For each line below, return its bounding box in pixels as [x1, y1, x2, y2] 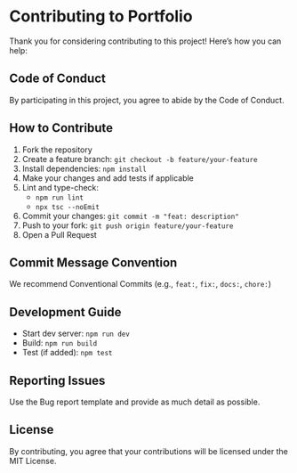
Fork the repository [21, 144, 93, 155]
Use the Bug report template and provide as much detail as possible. [9, 396, 261, 407]
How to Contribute [9, 120, 114, 135]
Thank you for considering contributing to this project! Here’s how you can [9, 36, 282, 46]
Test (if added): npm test [21, 347, 113, 358]
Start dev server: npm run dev [21, 328, 131, 339]
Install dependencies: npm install [21, 163, 147, 174]
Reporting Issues [9, 372, 106, 388]
